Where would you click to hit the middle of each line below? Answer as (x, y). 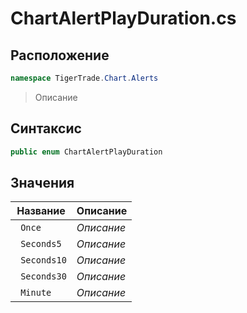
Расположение (60, 55)
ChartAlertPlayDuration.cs (123, 18)
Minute (36, 293)
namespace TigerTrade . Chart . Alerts (84, 78)
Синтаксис (46, 128)
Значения (42, 182)
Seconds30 (43, 276)
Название (41, 211)
